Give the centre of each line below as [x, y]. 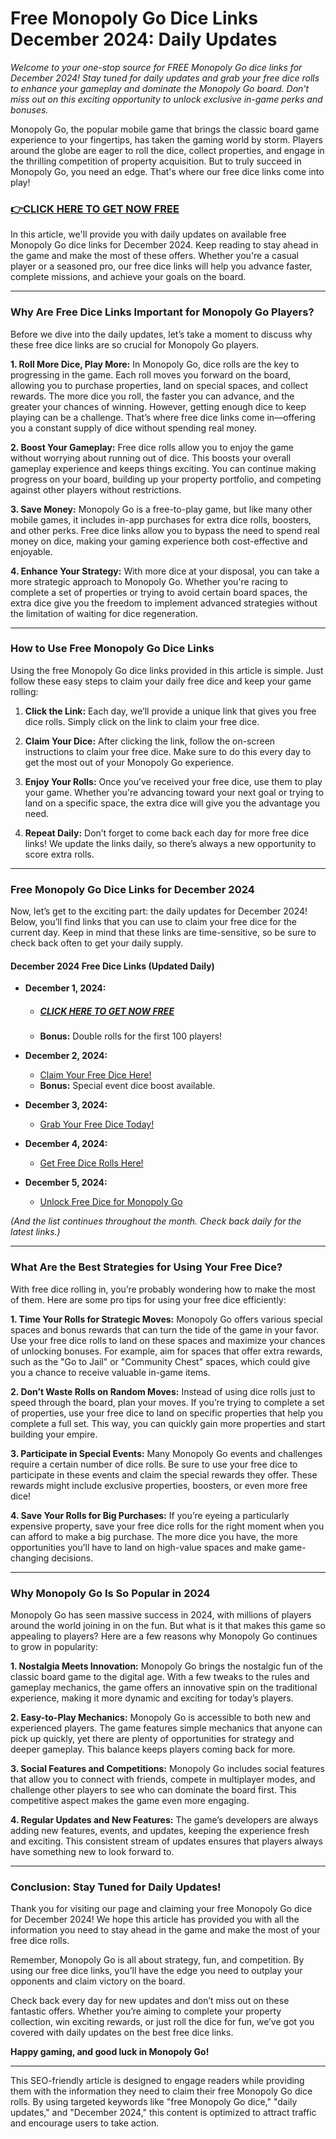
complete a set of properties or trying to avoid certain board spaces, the [159, 592]
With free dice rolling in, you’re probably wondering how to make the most [163, 1289]
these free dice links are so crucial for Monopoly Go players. [135, 344]
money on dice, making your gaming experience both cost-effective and [159, 541]
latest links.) [35, 1232]
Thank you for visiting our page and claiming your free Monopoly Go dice [161, 1909]
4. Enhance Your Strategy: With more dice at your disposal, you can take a [165, 571]
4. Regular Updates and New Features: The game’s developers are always [164, 1819]
